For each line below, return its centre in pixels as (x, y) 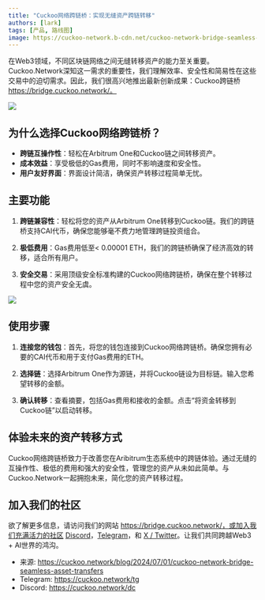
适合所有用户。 (58, 257)
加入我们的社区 (45, 505)
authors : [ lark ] (35, 23)
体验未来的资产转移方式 (65, 438)
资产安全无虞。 (71, 284)
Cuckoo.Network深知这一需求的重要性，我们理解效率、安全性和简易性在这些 (132, 71)
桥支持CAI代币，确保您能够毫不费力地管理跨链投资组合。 (112, 231)
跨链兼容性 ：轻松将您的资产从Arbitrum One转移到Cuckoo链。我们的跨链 (137, 221)
